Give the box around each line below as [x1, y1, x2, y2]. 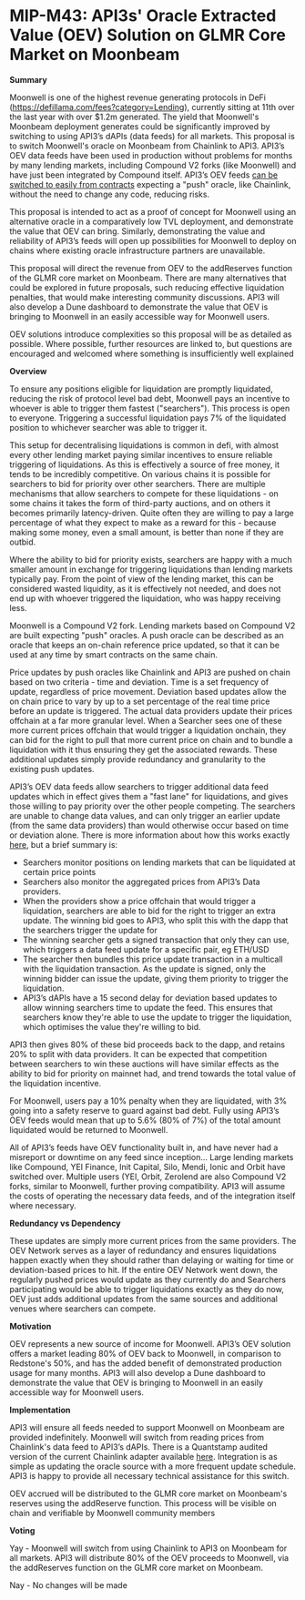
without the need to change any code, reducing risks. [9, 189, 210, 199]
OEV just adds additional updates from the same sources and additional [9, 1293, 278, 1304]
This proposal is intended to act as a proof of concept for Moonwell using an [9, 206, 297, 217]
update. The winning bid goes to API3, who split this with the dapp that [22, 914, 289, 925]
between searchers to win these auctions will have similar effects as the [9, 1058, 280, 1069]
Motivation [9, 1320, 52, 1331]
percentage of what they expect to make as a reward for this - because [9, 516, 277, 528]
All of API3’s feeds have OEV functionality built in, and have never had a [9, 1142, 279, 1153]
